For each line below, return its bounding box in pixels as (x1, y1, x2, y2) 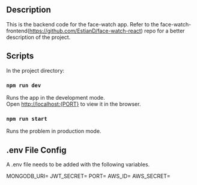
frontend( (6, 27, 30, 34)
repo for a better (144, 27, 185, 34)
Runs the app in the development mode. (6, 94, 105, 101)
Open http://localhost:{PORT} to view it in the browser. (6, 100, 141, 108)
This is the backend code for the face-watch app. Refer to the (6, 20, 159, 28)
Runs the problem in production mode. (6, 127, 102, 135)
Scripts (6, 51, 34, 61)
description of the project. (6, 33, 71, 41)
